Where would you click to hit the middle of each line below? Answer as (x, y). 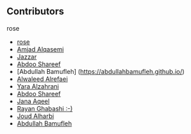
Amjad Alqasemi (40, 49)
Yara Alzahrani (38, 86)
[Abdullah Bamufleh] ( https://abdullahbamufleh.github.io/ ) (101, 71)
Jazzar (27, 57)
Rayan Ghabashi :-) (45, 108)
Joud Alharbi (35, 116)
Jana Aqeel (33, 101)
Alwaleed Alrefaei (42, 79)
